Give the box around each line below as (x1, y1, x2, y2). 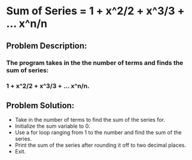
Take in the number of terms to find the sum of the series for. (14, 116, 166, 124)
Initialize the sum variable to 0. (14, 122, 90, 130)
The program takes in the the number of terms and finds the (6, 59, 184, 67)
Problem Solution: (6, 100, 75, 110)
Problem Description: (6, 41, 87, 51)
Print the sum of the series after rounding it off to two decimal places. (14, 141, 187, 149)
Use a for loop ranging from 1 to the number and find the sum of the (14, 129, 182, 136)
